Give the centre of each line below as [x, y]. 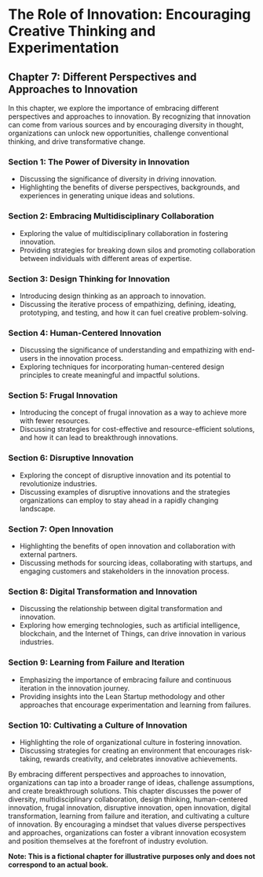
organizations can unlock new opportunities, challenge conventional [119, 133]
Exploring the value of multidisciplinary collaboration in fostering [124, 233]
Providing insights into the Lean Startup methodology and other [122, 696]
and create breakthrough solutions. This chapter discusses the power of [125, 790]
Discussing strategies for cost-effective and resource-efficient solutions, [137, 429]
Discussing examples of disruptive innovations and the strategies [125, 492]
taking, [31, 759]
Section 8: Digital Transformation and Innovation [103, 591]
